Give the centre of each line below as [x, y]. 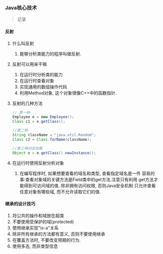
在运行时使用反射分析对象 [38, 163]
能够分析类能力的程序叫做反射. [50, 54]
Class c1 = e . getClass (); [39, 122]
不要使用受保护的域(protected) [43, 222]
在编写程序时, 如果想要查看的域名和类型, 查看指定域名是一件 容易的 [87, 173]
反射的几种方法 [27, 103]
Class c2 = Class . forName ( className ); [52, 139]
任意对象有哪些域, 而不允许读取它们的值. [60, 191]
